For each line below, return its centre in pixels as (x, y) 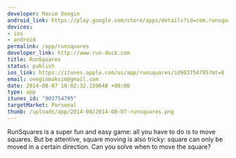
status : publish (31, 66)
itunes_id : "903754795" (42, 99)
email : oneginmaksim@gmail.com (53, 79)
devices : (20, 27)
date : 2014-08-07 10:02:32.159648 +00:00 (69, 86)
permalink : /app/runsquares (48, 46)
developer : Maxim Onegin (44, 14)
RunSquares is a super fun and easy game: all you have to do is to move (112, 131)
